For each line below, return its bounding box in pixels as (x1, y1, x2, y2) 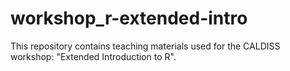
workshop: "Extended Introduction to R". (10, 50, 177, 62)
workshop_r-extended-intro (10, 7, 248, 30)
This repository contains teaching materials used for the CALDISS (10, 40, 281, 52)
